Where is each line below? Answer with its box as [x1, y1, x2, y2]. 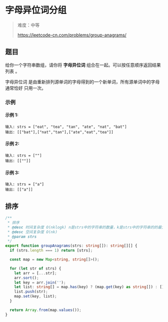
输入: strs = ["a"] [5, 182, 44, 187]
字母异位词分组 [5, 4, 67, 16]
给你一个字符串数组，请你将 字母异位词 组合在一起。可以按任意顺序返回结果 [5, 62, 161, 68]
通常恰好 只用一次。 [5, 85, 46, 91]
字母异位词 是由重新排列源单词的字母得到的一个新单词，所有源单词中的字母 [5, 78, 160, 85]
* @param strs [7, 234, 37, 239]
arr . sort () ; [14, 275, 39, 280]
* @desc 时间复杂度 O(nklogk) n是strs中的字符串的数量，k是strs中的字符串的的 [7, 225, 158, 230]
